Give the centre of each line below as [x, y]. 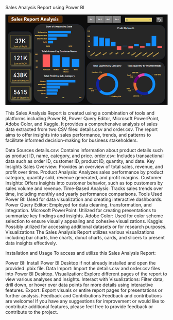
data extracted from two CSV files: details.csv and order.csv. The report [82, 129]
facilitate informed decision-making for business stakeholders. [72, 140]
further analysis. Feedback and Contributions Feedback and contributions [84, 295]
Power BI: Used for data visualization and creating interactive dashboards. [84, 199]
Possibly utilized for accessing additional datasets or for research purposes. [86, 227]
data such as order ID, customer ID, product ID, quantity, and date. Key [80, 161]
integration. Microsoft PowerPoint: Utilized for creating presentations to [81, 210]
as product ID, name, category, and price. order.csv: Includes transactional [84, 156]
